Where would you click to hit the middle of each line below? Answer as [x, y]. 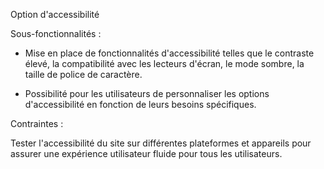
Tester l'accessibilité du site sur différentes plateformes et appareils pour [161, 143]
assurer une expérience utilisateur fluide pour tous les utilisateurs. [146, 153]
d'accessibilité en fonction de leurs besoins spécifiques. [140, 104]
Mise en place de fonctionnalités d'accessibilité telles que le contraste [169, 53]
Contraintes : [37, 123]
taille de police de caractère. [83, 74]
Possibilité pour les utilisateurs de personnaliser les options [147, 93]
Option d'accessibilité [55, 14]
